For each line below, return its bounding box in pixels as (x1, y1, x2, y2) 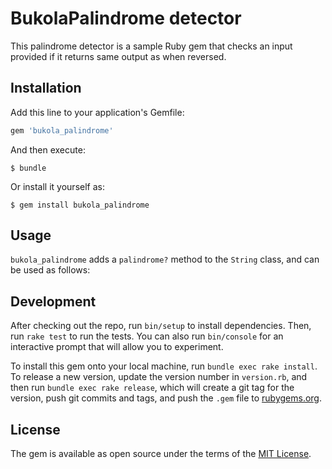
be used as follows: (10, 264, 91, 276)
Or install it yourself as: (10, 180, 105, 192)
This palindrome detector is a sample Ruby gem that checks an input (10, 40, 293, 52)
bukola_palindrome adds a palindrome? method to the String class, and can (10, 253, 320, 266)
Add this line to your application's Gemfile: (10, 106, 185, 118)
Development (10, 293, 97, 310)
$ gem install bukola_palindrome (10, 200, 150, 210)
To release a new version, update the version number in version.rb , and (10, 371, 308, 383)
